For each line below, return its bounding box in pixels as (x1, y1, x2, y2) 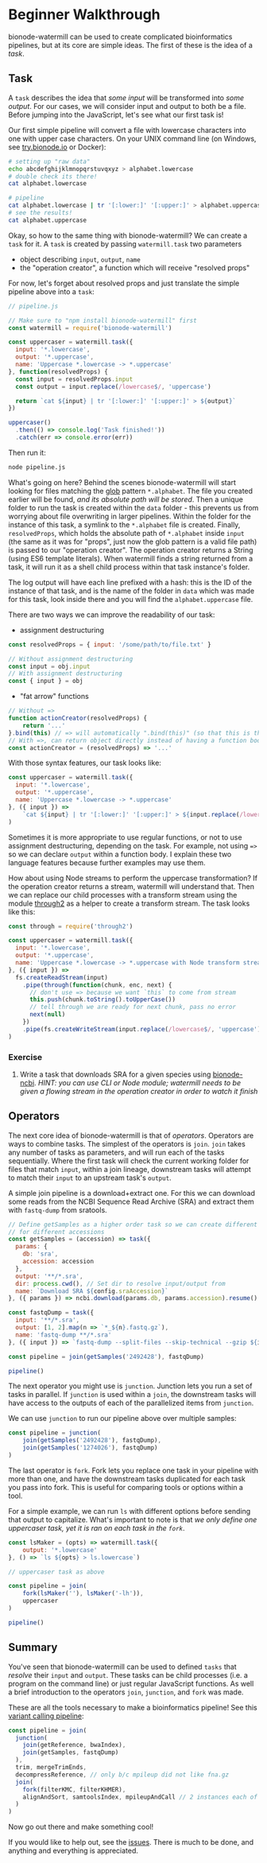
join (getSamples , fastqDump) (22, 1749, 119, 1756)
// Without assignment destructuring (8, 654, 133, 663)
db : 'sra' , (22, 1250, 59, 1258)
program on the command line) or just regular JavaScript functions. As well (8, 1679, 254, 1688)
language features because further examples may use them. (8, 857, 206, 867)
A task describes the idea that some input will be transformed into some (8, 93, 245, 103)
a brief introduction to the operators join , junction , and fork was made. (8, 1687, 244, 1697)
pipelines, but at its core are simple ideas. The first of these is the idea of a (8, 40, 253, 49)
